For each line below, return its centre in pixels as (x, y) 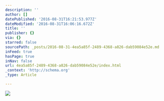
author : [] (16, 14)
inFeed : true (19, 51)
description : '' (22, 10)
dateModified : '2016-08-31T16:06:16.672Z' (50, 24)
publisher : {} (20, 33)
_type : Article (21, 75)
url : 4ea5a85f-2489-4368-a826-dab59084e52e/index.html (63, 65)
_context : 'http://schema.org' (38, 70)
